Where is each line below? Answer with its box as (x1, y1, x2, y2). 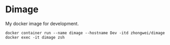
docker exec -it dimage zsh (5, 35, 65, 40)
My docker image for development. (5, 20, 79, 27)
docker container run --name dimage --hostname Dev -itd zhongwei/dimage (5, 30, 165, 35)
